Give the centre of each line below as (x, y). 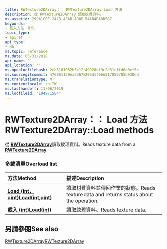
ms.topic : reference (27, 51)
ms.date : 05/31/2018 (27, 56)
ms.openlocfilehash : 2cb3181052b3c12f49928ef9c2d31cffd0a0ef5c (72, 70)
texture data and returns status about (110, 194)
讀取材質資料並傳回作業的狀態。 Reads (111, 188)
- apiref (14, 38)
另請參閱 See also (32, 229)
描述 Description (85, 178)
